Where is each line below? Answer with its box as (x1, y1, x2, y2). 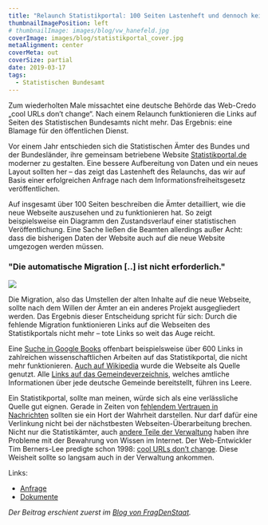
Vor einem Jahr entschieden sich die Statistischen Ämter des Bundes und (8, 141, 250, 151)
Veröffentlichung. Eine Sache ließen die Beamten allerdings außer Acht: (8, 224, 243, 234)
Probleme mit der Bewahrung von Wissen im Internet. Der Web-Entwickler (8, 436, 252, 445)
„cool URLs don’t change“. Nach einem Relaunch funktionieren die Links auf (8, 109, 258, 118)
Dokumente (19, 491, 58, 501)
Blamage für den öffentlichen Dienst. (8, 125, 129, 136)
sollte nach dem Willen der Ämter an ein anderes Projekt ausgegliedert (8, 302, 241, 312)
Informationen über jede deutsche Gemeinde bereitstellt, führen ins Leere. (8, 377, 252, 387)
